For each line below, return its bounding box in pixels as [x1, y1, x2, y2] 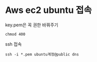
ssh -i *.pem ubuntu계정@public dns [5, 52, 79, 57]
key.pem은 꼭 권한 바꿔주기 [5, 22, 59, 28]
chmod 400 [5, 32, 26, 37]
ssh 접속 [5, 41, 22, 47]
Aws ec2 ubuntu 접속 [5, 4, 92, 16]
